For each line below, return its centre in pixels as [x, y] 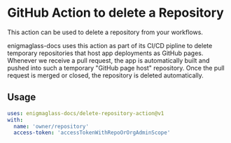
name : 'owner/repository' [51, 126]
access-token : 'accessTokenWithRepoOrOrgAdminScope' [92, 133]
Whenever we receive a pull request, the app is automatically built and [108, 60]
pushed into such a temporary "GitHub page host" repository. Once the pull [116, 68]
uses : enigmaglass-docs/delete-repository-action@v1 [86, 113]
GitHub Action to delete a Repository [115, 13]
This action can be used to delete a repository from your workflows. [105, 32]
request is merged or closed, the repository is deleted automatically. [106, 75]
